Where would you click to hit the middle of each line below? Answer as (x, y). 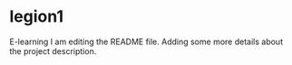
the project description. (53, 51)
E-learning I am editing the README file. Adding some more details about (146, 42)
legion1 (37, 17)
